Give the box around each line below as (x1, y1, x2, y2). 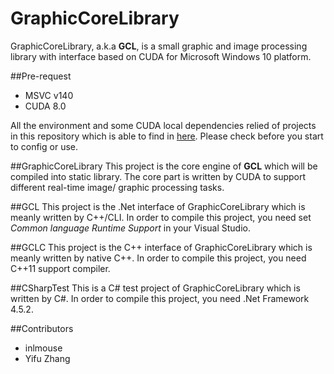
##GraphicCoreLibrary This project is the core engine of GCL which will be (10, 160, 318, 172)
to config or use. (10, 140, 79, 152)
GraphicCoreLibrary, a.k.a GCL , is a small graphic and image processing (10, 40, 308, 52)
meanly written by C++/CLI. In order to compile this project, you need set (10, 211, 312, 223)
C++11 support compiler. (10, 262, 111, 274)
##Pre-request (10, 70, 72, 82)
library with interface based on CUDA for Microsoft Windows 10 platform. (10, 50, 312, 62)
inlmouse (24, 342, 63, 354)
